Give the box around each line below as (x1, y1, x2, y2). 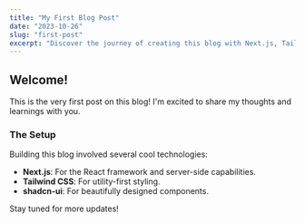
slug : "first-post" (9, 30, 84, 39)
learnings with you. (9, 106, 81, 117)
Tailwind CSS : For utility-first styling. (22, 176, 161, 187)
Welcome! (9, 72, 68, 87)
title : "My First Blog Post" (9, 13, 120, 23)
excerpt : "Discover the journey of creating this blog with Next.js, (9, 38, 279, 48)
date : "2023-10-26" (9, 22, 84, 31)
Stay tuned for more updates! (9, 203, 120, 214)
